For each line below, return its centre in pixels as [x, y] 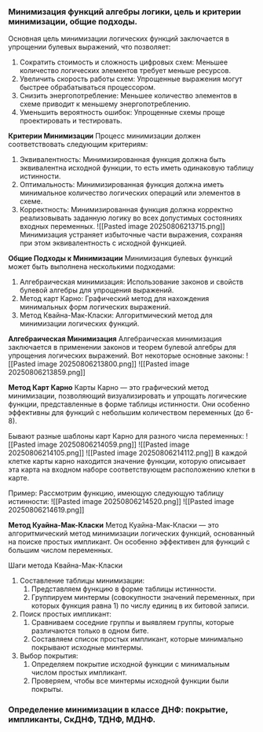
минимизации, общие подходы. [73, 21]
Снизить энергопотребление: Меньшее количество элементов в [128, 96]
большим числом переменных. [61, 550]
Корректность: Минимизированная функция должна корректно [126, 210]
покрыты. [47, 690]
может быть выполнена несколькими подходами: [92, 267]
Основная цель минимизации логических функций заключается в [119, 39]
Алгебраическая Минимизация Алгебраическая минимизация [115, 339]
